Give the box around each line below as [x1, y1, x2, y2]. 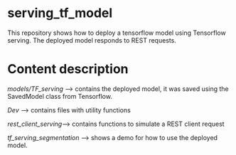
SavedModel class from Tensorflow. [7, 92, 112, 100]
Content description [7, 61, 129, 77]
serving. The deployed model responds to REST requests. [7, 36, 176, 44]
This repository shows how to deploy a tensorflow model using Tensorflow [7, 28, 226, 37]
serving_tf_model [7, 5, 113, 21]
